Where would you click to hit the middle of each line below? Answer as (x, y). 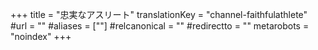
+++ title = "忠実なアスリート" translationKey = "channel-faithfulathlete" (159, 14)
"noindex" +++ (41, 36)
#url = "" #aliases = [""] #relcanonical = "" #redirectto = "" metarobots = (160, 26)
